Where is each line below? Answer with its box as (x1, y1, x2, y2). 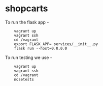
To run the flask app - (5, 19, 49, 25)
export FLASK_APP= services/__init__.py (14, 41, 98, 47)
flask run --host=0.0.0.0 (14, 46, 68, 51)
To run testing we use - (5, 55, 53, 60)
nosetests (14, 77, 34, 82)
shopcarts (5, 3, 48, 14)
